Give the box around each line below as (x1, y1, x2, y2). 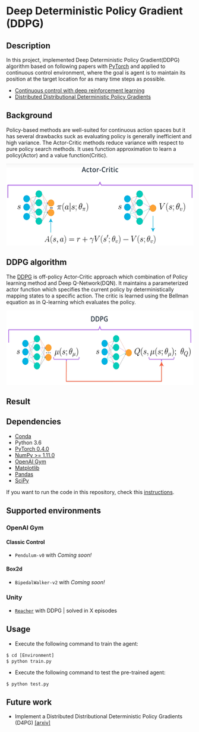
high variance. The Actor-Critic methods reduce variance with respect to (6, 139, 184, 146)
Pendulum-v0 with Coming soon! (14, 551, 92, 559)
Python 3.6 (14, 439, 42, 446)
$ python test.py (6, 681, 49, 687)
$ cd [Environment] (6, 652, 55, 658)
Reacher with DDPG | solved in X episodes (14, 607, 118, 614)
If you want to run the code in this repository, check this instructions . (6, 488, 175, 495)
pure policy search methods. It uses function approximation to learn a (6, 145, 176, 153)
